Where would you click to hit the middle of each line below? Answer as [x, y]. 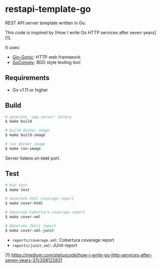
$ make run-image [23, 148]
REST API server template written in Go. [46, 23]
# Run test [16, 185]
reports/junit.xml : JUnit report [45, 245]
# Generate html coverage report [40, 199]
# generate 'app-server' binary [38, 117]
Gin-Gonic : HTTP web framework [46, 57]
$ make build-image [25, 135]
